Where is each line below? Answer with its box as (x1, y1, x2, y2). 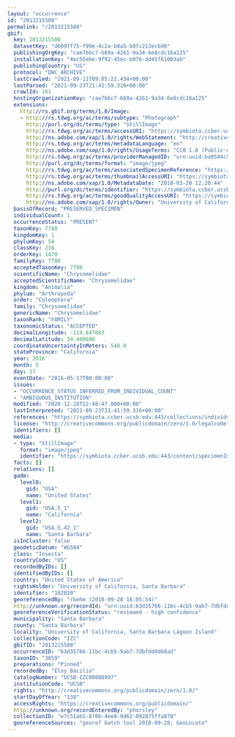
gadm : (13, 472, 30, 479)
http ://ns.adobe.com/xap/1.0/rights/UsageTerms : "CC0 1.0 (25, 147, 199, 154)
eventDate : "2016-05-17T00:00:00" (13, 374, 114, 381)
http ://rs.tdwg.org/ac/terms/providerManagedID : (25, 153, 171, 161)
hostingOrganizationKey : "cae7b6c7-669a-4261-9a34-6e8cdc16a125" (13, 95, 208, 102)
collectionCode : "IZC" (13, 635, 80, 642)
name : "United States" (25, 491, 92, 499)
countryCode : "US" (13, 557, 68, 564)
